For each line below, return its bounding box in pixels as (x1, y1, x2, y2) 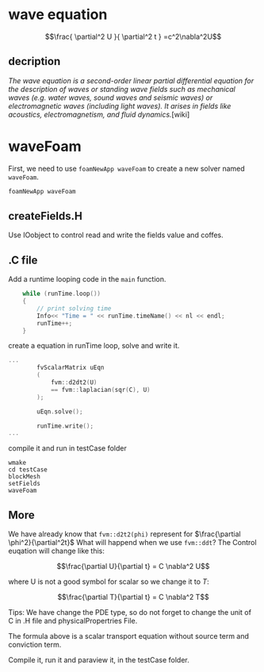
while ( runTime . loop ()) (22, 290, 101, 298)
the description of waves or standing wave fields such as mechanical (8, 84, 235, 94)
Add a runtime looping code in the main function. (8, 275, 166, 284)
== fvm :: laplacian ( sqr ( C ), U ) (50, 386, 151, 394)
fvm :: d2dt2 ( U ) (50, 378, 98, 386)
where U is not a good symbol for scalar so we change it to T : (8, 577, 209, 586)
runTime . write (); (36, 422, 94, 430)
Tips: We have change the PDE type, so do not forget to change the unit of (8, 608, 252, 617)
